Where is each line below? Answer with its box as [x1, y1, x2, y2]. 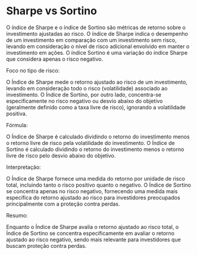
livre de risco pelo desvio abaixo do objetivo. [6, 152, 116, 159]
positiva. [6, 110, 27, 117]
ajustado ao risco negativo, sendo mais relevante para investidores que [6, 236, 182, 243]
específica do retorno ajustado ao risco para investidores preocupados [6, 194, 180, 201]
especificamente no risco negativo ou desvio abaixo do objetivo [6, 97, 163, 105]
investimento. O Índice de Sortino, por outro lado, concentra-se [6, 91, 162, 98]
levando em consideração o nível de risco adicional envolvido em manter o [6, 43, 190, 50]
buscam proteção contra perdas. [6, 242, 87, 249]
